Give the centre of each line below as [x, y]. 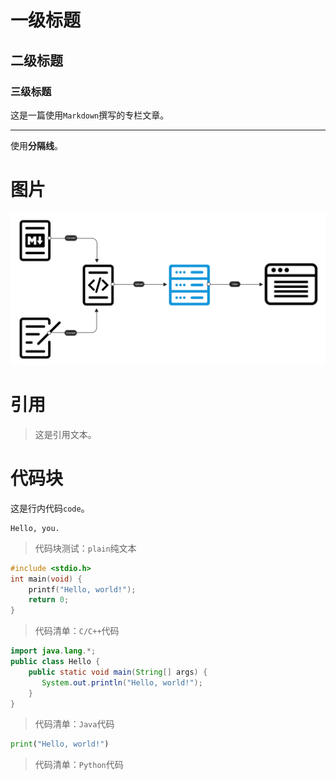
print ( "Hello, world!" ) [60, 744]
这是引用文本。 [65, 434]
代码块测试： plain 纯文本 [85, 548]
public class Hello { [55, 662]
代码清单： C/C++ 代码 [77, 631]
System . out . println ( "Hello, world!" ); [122, 682]
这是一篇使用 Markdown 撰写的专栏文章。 [90, 115]
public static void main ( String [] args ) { [118, 672]
